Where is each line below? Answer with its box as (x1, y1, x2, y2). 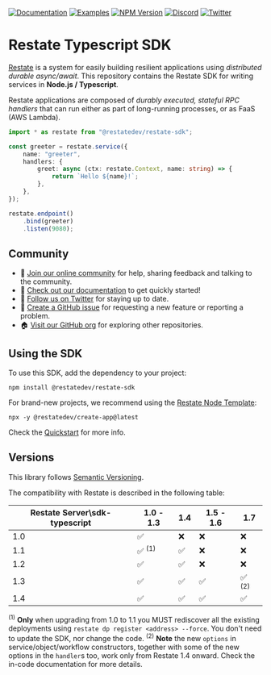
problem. (19, 311, 51, 321)
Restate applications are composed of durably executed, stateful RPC (8, 95, 240, 105)
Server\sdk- (61, 506, 111, 518)
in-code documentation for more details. (8, 659, 143, 669)
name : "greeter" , (23, 150, 81, 158)
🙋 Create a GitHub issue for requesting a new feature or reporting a (19, 302, 244, 312)
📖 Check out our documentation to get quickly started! (19, 285, 202, 295)
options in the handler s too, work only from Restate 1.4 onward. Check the (8, 650, 256, 660)
